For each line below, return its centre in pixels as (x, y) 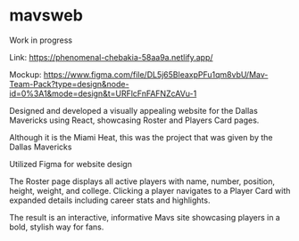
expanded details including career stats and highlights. (110, 200)
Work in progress (41, 40)
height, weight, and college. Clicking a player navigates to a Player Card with (150, 190)
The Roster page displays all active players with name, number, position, (142, 181)
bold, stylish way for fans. (57, 227)
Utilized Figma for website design (71, 164)
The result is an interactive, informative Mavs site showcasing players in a (145, 217)
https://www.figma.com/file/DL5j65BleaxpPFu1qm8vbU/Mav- (156, 74)
